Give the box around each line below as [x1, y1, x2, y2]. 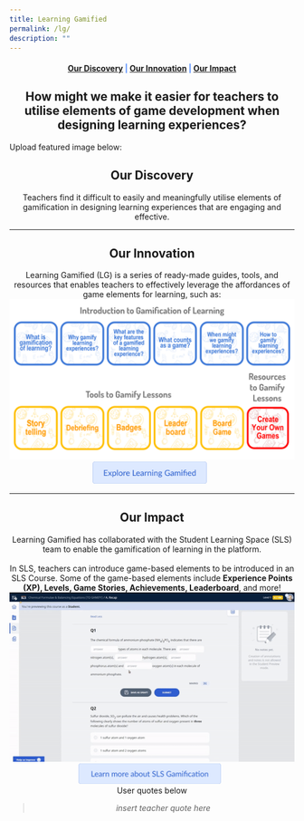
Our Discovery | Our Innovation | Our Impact [67, 63, 237, 73]
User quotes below [116, 785, 188, 797]
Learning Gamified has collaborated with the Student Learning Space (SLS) [12, 534, 292, 545]
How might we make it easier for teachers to [25, 89, 279, 104]
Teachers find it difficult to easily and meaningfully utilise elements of [22, 191, 282, 203]
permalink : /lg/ [9, 24, 71, 34]
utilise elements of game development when [24, 103, 280, 119]
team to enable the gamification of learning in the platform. [42, 544, 262, 555]
